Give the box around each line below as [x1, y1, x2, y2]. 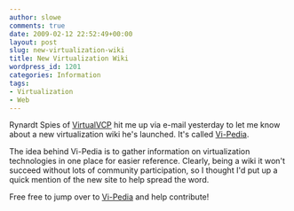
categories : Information [9, 71, 101, 80]
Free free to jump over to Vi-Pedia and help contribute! [9, 191, 210, 202]
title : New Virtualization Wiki [9, 54, 129, 63]
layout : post [9, 37, 58, 47]
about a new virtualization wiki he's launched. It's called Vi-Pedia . [9, 129, 250, 140]
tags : [9, 79, 29, 88]
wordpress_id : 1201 [9, 63, 82, 72]
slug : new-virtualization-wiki [9, 46, 125, 55]
